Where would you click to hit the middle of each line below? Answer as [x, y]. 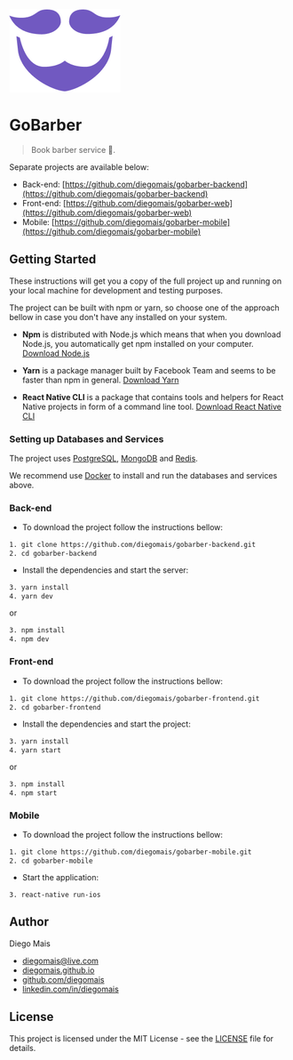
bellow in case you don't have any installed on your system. [119, 317]
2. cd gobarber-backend [53, 554]
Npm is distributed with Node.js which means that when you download [151, 334]
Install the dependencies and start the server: [105, 570]
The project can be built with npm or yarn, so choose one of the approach [144, 308]
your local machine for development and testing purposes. [116, 290]
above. [22, 486]
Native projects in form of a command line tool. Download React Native [152, 406]
